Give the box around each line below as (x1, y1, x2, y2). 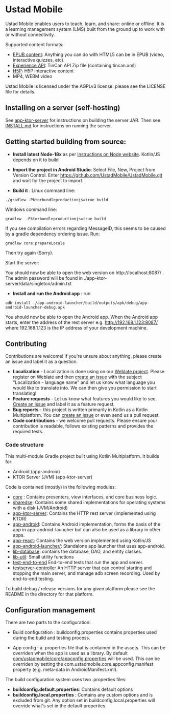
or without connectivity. (5, 31, 55, 37)
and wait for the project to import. (12, 177, 84, 183)
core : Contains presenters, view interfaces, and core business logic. (12, 494, 157, 500)
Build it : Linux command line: (12, 187, 76, 194)
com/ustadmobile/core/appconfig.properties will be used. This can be (12, 655, 160, 662)
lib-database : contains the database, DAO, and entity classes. (12, 548, 142, 554)
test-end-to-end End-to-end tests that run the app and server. (12, 559, 144, 565)
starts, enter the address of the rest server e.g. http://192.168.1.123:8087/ (5, 319, 158, 325)
